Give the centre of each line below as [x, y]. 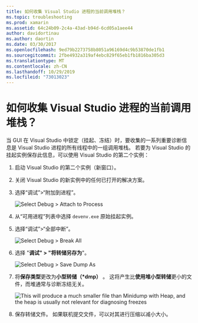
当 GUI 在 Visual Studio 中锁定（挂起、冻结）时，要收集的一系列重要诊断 [94, 140]
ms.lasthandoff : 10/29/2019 [41, 72]
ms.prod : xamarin [27, 22]
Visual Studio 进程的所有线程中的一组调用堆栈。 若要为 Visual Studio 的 [104, 148]
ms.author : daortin [30, 39]
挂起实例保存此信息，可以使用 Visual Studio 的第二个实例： [77, 155]
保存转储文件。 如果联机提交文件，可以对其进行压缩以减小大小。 [93, 314]
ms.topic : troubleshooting [39, 17]
